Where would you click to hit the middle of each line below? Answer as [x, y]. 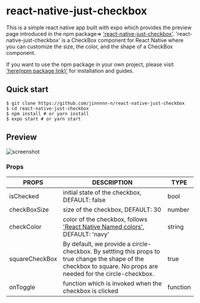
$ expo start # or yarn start [44, 119]
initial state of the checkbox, [102, 192]
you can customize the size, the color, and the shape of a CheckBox [90, 47]
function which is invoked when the [112, 283]
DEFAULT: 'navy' [86, 234]
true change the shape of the [103, 259]
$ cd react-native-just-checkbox [48, 109]
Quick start [27, 90]
